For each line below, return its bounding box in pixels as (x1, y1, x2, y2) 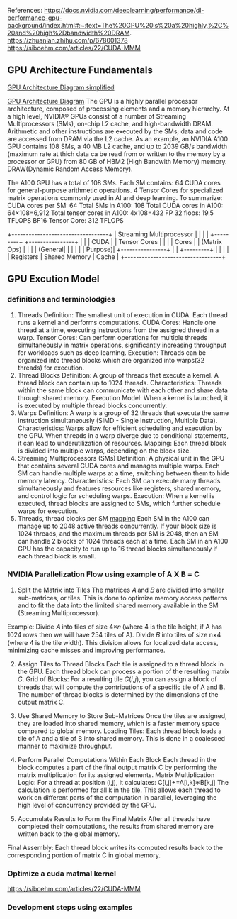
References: (7, 6, 42, 14)
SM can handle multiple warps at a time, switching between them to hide (17, 468, 230, 478)
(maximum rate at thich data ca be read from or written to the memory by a (7, 149, 226, 158)
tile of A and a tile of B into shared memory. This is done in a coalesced (17, 734, 225, 742)
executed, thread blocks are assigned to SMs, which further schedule (17, 499, 221, 507)
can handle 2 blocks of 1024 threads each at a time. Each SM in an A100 (17, 536, 229, 545)
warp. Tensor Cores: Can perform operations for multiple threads (17, 333, 207, 341)
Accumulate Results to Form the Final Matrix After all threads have (17, 814, 211, 822)
